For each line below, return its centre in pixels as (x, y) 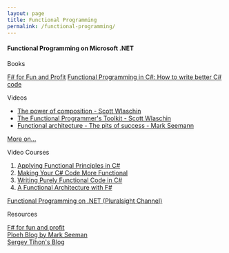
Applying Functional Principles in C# (69, 165)
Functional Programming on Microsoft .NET (71, 48)
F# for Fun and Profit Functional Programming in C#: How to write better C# (114, 77)
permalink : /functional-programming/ (61, 26)
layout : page (26, 13)
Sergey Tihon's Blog (36, 242)
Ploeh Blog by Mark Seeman (47, 234)
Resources (22, 214)
